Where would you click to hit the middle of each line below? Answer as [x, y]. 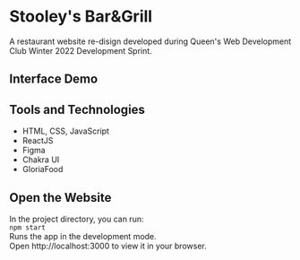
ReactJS [38, 141]
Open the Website [60, 198]
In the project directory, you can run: [77, 219]
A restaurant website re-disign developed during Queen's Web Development [150, 41]
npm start [28, 227]
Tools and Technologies [77, 109]
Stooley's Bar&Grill [81, 17]
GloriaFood [43, 169]
